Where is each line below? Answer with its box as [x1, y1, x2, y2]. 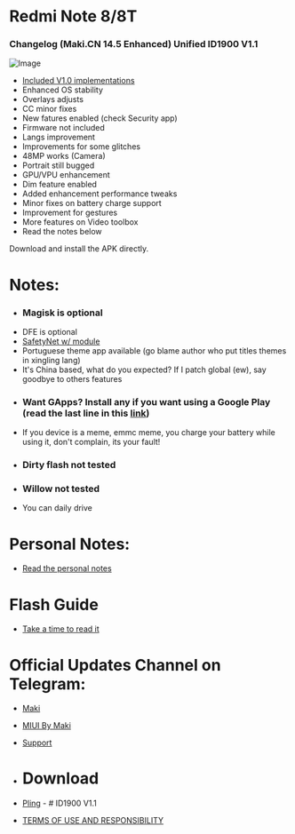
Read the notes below [21, 226, 102, 237]
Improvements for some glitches [21, 141, 140, 152]
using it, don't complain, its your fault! [21, 437, 161, 448]
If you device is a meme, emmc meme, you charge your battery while [21, 427, 275, 438]
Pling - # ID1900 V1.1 [21, 798, 98, 809]
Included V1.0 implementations [21, 75, 135, 86]
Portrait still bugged [21, 160, 95, 171]
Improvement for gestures [21, 207, 118, 218]
